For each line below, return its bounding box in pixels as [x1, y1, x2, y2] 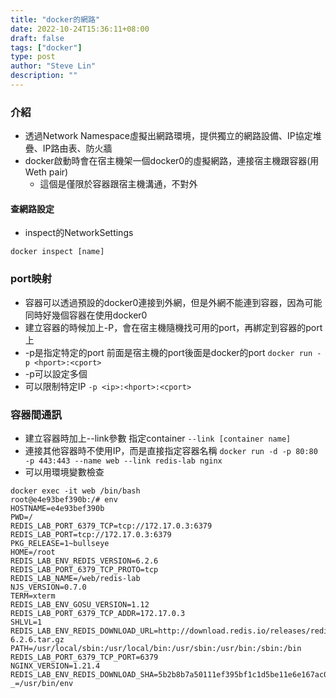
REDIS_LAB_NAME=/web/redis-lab [10, 573, 141, 583]
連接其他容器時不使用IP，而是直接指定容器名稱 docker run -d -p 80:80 [24, 444, 318, 456]
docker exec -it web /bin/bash [10, 486, 141, 496]
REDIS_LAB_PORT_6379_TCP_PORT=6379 [10, 652, 159, 662]
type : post [10, 52, 56, 62]
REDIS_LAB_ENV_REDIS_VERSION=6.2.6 [10, 556, 159, 566]
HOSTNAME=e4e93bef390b [10, 503, 105, 513]
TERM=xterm [10, 591, 56, 601]
